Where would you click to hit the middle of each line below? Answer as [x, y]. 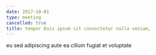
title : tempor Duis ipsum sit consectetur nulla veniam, [79, 28]
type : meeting [24, 17]
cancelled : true [26, 23]
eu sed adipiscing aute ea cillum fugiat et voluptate [69, 45]
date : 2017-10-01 [28, 12]
